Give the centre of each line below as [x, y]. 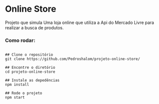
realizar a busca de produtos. [35, 27]
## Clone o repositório [29, 55]
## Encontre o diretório [30, 68]
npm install [17, 85]
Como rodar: [20, 40]
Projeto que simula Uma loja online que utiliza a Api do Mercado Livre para [79, 22]
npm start [15, 98]
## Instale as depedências [32, 81]
